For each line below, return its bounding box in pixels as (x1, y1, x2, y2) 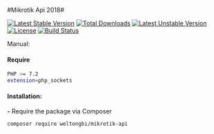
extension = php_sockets (7, 77, 72, 85)
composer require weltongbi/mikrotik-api (7, 120, 128, 128)
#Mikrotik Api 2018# (7, 6, 64, 14)
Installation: (7, 92, 43, 100)
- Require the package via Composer (7, 107, 113, 115)
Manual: (7, 40, 30, 47)
